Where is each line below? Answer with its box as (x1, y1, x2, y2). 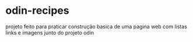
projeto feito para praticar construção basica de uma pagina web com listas (5, 23, 187, 30)
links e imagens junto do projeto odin (5, 29, 94, 36)
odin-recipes (5, 4, 69, 17)
